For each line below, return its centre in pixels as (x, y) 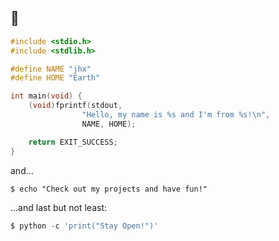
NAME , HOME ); (109, 124)
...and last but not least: (59, 207)
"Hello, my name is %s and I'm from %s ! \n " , (176, 115)
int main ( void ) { (46, 96)
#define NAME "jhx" (51, 69)
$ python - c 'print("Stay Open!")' (84, 226)
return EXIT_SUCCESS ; (73, 142)
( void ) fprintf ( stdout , (75, 106)
